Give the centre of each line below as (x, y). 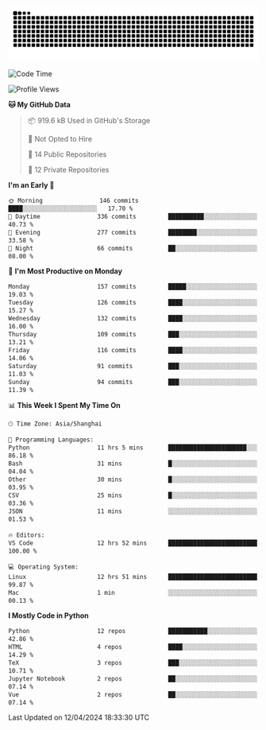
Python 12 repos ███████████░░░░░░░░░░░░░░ (133, 631)
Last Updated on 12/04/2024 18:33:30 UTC (79, 717)
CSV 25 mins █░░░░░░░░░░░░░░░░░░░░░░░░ (133, 495)
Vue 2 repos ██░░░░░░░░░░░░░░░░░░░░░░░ (133, 694)
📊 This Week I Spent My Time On (64, 405)
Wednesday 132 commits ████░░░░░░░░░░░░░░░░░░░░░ (133, 318)
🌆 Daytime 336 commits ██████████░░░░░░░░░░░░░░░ (133, 216)
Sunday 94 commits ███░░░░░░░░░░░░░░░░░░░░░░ (133, 382)
